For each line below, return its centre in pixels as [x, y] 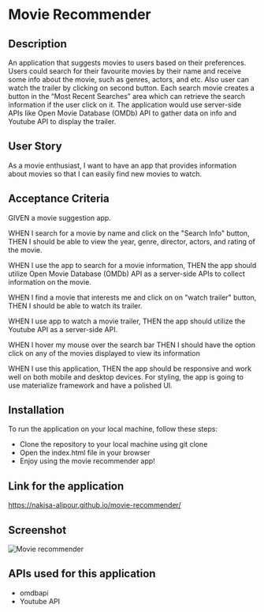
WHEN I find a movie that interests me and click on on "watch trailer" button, [132, 297]
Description [37, 44]
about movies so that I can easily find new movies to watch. [105, 174]
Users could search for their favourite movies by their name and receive [125, 71]
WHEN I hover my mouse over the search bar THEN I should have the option [132, 345]
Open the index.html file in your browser [85, 453]
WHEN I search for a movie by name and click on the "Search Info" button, [129, 233]
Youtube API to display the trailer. [62, 121]
